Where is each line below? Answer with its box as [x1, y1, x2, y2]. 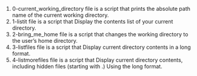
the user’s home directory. [12, 37, 78, 44]
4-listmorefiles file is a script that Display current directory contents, [12, 57, 183, 63]
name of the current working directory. [12, 11, 109, 19]
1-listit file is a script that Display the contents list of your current [12, 18, 173, 25]
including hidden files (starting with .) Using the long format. [12, 63, 162, 70]
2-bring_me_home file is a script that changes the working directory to [12, 31, 189, 38]
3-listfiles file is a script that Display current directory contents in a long [12, 43, 191, 51]
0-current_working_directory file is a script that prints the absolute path [12, 5, 191, 12]
